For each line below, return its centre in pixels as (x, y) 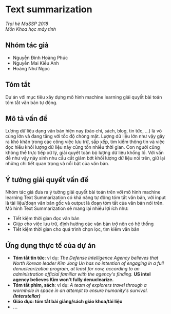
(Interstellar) (27, 296)
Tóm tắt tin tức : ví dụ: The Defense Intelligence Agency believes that (85, 258)
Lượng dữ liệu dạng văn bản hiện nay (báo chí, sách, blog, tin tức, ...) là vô (84, 131)
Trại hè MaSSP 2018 (27, 24)
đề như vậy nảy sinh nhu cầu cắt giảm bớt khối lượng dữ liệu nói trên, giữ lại (85, 158)
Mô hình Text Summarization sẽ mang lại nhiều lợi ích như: (67, 208)
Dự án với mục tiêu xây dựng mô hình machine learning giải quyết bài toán (84, 97)
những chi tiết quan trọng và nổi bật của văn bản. (57, 164)
